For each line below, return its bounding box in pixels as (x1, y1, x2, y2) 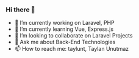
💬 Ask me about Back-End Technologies (14, 39, 116, 46)
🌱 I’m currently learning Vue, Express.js (14, 25, 114, 33)
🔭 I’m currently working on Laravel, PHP (14, 19, 115, 27)
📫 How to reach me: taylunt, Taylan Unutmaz (14, 45, 129, 53)
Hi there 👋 (5, 5, 36, 14)
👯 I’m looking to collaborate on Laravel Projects (14, 32, 133, 39)
